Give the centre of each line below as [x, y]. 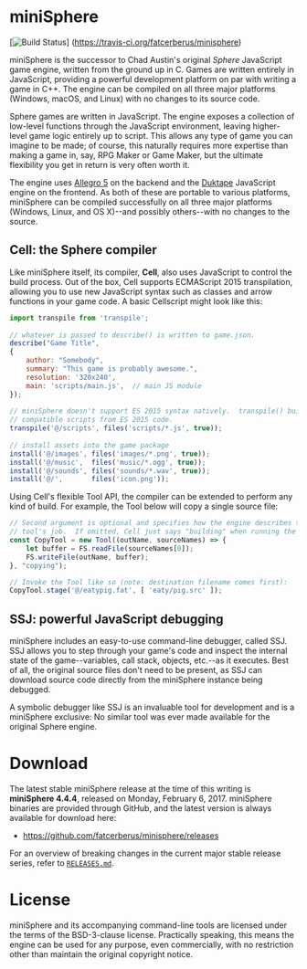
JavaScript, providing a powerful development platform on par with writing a [153, 79]
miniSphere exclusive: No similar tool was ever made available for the [140, 717]
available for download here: [63, 818]
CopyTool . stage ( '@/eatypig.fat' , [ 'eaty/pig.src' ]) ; [116, 591]
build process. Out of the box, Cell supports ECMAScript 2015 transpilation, [151, 281]
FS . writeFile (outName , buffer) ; [87, 557]
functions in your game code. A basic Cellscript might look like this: [136, 301]
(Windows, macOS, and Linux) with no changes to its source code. [135, 99]
